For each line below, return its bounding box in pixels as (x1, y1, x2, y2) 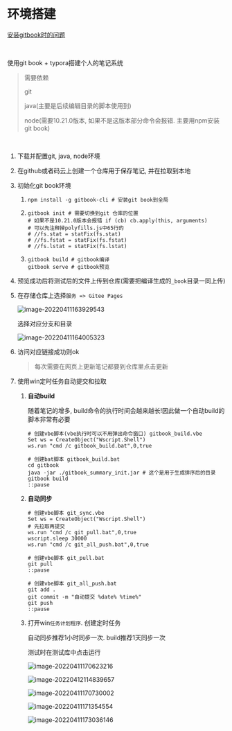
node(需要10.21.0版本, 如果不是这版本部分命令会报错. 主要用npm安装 (24, 116, 220, 125)
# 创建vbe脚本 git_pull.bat (27, 554, 105, 561)
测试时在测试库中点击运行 (27, 648, 101, 656)
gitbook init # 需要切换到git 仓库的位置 (27, 209, 139, 217)
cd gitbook (27, 461, 60, 468)
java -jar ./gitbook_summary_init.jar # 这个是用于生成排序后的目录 (27, 469, 216, 476)
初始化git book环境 (17, 181, 71, 189)
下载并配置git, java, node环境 (17, 152, 100, 160)
